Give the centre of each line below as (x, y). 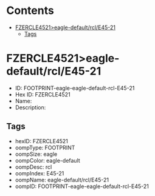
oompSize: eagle (36, 154)
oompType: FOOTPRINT (45, 147)
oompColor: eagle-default (47, 160)
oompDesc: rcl (33, 167)
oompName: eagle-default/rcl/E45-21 (62, 180)
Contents (30, 11)
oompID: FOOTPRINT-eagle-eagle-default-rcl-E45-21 (82, 186)
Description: (30, 107)
